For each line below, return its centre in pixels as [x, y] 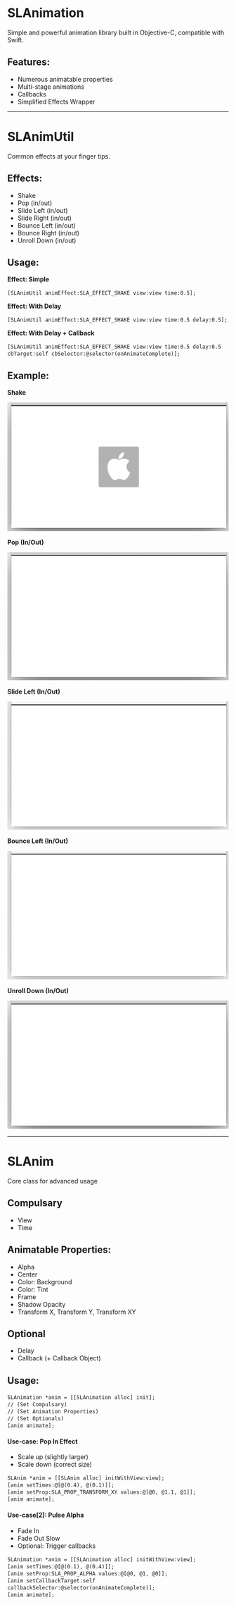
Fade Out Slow [39, 1538]
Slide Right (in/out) [45, 218]
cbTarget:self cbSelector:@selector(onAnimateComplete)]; [94, 354]
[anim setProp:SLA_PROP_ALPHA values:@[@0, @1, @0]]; [88, 1573]
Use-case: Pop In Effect [42, 1441]
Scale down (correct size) [55, 1465]
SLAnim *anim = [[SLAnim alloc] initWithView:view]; [86, 1478]
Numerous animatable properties [65, 79]
